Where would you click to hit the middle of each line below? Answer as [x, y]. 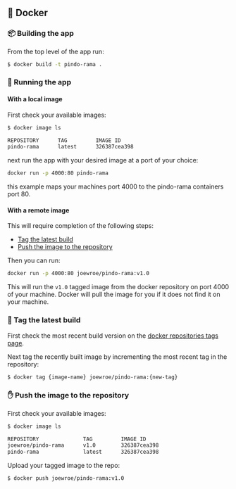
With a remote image [38, 210]
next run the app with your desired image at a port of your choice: [103, 160]
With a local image [35, 99]
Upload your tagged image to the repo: [64, 466]
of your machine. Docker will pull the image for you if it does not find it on [114, 294]
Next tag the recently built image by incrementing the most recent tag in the [117, 357]
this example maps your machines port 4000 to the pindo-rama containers [116, 186]
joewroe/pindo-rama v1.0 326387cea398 [83, 445]
